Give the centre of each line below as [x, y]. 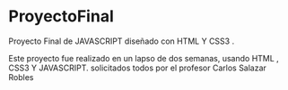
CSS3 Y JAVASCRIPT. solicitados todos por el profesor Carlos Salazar [137, 68]
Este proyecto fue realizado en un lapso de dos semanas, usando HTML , [144, 58]
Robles [21, 77]
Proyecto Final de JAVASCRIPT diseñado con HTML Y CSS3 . [122, 41]
